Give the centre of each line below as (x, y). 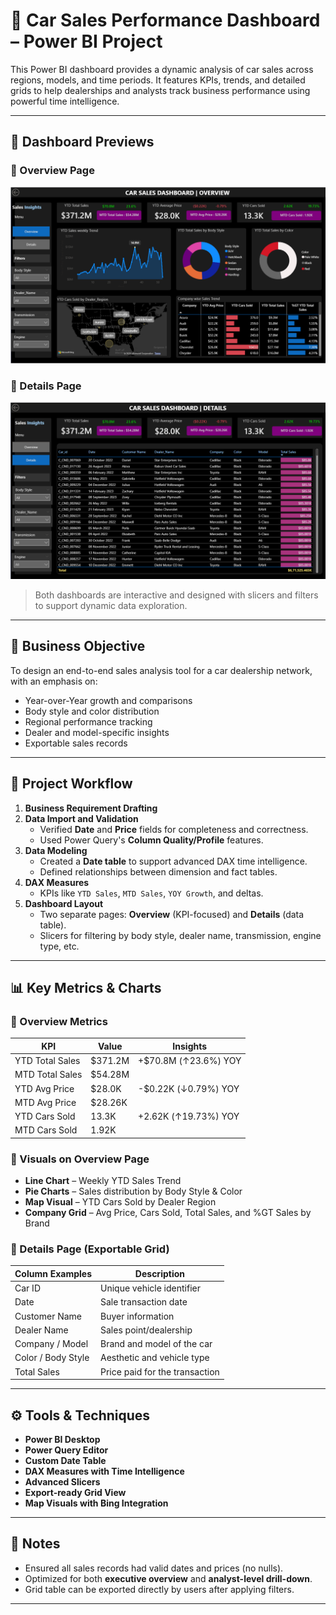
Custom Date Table (65, 1460)
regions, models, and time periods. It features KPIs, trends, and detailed (158, 80)
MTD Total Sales (48, 1075)
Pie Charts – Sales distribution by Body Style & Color (133, 1191)
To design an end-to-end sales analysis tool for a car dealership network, (161, 670)
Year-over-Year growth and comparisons (108, 700)
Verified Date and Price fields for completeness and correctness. (174, 829)
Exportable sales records (76, 743)
